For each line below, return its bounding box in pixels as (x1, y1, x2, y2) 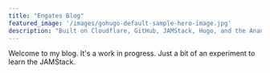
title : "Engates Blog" (8, 11, 84, 20)
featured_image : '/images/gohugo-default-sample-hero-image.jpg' (8, 19, 231, 27)
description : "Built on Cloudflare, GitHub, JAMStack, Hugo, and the (8, 26, 247, 34)
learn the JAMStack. (8, 57, 76, 67)
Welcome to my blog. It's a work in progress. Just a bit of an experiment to (8, 49, 256, 59)
